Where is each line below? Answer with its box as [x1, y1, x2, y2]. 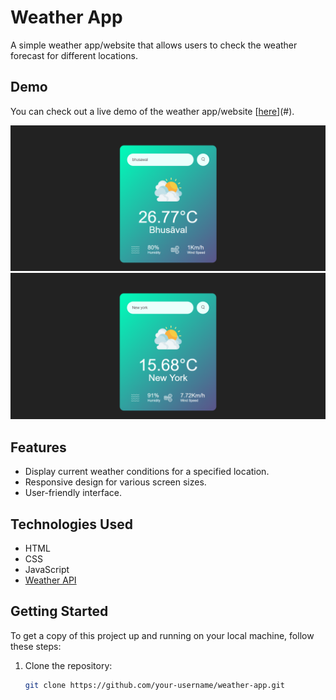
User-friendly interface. [24, 487, 122, 499]
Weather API [24, 574, 77, 586]
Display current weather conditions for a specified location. [24, 466, 270, 478]
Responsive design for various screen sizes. [24, 476, 207, 488]
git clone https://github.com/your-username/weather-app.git [24, 680, 286, 690]
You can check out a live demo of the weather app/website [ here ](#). [10, 105, 295, 117]
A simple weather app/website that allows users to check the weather [10, 39, 298, 51]
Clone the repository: [24, 659, 113, 671]
